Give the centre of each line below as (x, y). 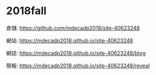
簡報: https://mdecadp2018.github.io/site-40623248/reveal (78, 66)
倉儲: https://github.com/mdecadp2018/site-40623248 (73, 28)
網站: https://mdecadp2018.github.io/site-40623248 (70, 40)
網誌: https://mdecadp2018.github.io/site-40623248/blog (76, 53)
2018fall (26, 11)
